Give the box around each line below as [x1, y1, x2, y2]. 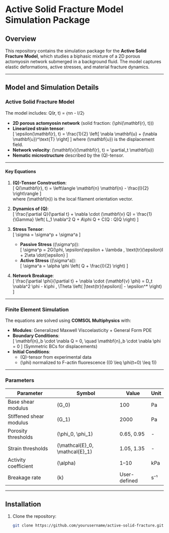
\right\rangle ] [12, 190, 42, 197]
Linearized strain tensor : [12, 125, 65, 131]
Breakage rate [8, 474, 41, 481]
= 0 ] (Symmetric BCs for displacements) [12, 344, 98, 350]
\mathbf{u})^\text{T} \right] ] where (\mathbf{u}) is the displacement [12, 136, 155, 142]
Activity [8, 456, 26, 463]
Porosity [8, 427, 28, 434]
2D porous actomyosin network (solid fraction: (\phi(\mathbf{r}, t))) [12, 120, 154, 126]
